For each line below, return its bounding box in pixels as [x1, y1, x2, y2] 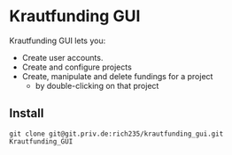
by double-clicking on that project [35, 80, 159, 91]
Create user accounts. [21, 52, 104, 63]
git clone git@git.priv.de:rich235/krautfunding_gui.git [9, 129, 224, 138]
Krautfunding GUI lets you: [9, 35, 106, 46]
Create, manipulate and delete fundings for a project [21, 70, 213, 81]
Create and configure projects [21, 62, 133, 72]
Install [9, 106, 44, 121]
